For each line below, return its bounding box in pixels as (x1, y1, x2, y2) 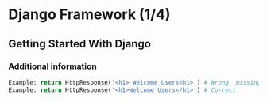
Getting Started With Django (8, 37, 151, 51)
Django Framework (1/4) (8, 6, 171, 24)
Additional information (8, 61, 98, 72)
